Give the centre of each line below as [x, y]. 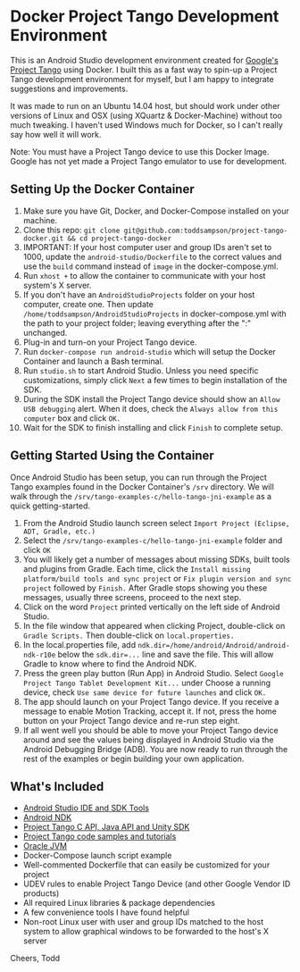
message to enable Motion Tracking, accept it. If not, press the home [150, 711]
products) [41, 893]
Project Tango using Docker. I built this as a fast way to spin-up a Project [144, 70]
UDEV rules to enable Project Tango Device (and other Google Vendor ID [157, 884]
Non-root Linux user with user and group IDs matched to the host [143, 922]
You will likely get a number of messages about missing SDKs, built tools [156, 559]
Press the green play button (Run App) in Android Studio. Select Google [153, 673]
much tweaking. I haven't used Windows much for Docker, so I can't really [147, 125]
